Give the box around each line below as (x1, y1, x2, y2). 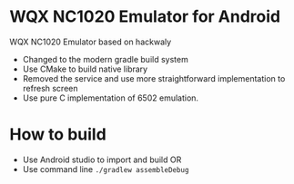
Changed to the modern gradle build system (22, 53, 188, 64)
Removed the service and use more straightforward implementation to (22, 73, 286, 83)
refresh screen (22, 82, 79, 93)
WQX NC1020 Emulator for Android (9, 6, 280, 27)
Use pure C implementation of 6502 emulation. (22, 92, 198, 103)
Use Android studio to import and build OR (22, 154, 182, 165)
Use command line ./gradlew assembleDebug (22, 163, 189, 174)
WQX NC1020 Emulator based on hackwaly (9, 36, 172, 47)
